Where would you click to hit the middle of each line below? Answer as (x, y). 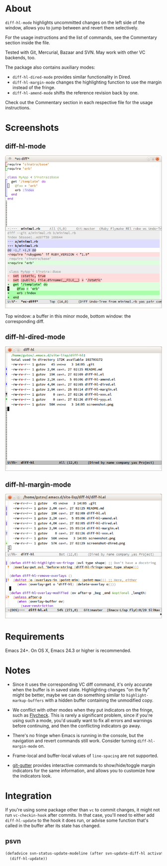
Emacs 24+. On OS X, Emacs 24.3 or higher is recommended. (68, 650)
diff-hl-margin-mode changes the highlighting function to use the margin (87, 82)
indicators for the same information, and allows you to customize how (83, 771)
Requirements (35, 637)
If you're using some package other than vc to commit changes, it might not (83, 810)
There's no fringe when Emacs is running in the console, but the (78, 736)
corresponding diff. (25, 321)
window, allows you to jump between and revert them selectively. (72, 27)
